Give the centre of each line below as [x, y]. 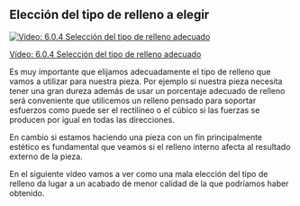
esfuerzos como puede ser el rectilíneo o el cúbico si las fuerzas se [135, 110]
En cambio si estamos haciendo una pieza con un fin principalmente [136, 137]
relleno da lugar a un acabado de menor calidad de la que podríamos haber [149, 183]
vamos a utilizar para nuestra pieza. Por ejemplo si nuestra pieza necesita [146, 81]
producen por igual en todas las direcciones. [92, 119]
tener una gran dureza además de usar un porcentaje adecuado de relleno [147, 90]
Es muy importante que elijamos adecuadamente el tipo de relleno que [140, 71]
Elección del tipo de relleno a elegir [109, 15]
